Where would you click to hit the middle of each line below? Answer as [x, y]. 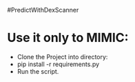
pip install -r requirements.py [58, 64]
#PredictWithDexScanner [43, 10]
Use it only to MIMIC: [68, 38]
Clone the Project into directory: [62, 57]
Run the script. [38, 71]
